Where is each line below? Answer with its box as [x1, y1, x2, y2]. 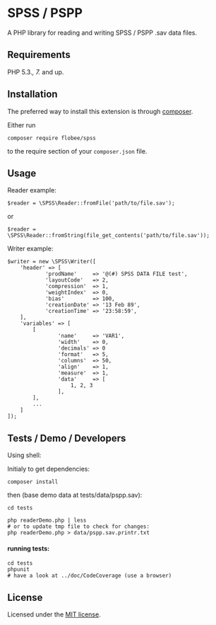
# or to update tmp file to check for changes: [7, 523, 150, 530]
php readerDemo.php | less [7, 517, 87, 524]
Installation [7, 88, 58, 101]
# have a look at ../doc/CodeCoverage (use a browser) [7, 572, 172, 580]
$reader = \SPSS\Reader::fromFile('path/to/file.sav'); [7, 200, 175, 207]
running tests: [7, 544, 50, 553]
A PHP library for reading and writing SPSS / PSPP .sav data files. [7, 28, 198, 37]
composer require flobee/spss [7, 134, 97, 142]
